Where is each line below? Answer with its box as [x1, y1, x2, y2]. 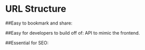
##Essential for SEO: [5, 39, 49, 46]
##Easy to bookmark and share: [5, 20, 72, 26]
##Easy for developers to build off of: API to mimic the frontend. [5, 30, 140, 36]
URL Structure [5, 3, 66, 15]
